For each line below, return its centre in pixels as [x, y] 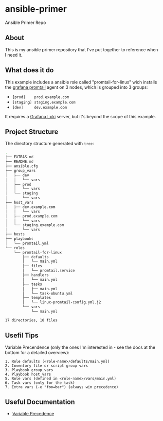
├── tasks [32, 284]
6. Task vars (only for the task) [40, 383]
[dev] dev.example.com [39, 107]
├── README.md [19, 162]
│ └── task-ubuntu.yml [48, 293]
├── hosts [15, 234]
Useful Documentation [40, 402]
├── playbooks [19, 239]
